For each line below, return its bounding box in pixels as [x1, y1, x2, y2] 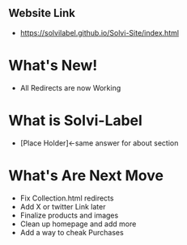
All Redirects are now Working [19, 82, 121, 92]
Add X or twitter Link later [19, 201, 106, 211]
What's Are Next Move [8, 166, 164, 184]
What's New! [8, 57, 98, 74]
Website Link [8, 6, 75, 20]
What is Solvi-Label [8, 111, 143, 129]
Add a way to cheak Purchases [19, 227, 124, 237]
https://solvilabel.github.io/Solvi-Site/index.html [19, 27, 180, 37]
